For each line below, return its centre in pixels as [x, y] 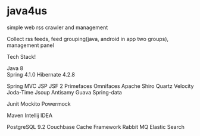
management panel [30, 45]
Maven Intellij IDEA [30, 115]
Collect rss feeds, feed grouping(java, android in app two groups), [88, 39]
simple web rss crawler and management [57, 27]
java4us [27, 11]
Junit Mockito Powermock [39, 104]
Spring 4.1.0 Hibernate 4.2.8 [41, 74]
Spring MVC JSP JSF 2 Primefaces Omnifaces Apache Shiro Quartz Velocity [100, 86]
